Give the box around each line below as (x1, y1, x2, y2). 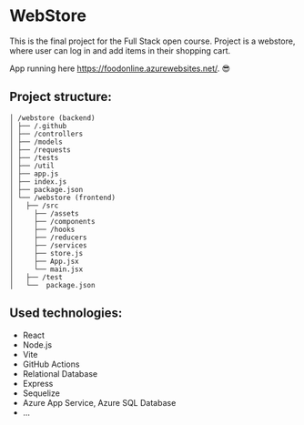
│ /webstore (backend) (9, 113, 96, 123)
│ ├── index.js (9, 177, 67, 187)
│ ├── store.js (9, 248, 84, 258)
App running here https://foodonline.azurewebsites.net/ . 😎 (9, 63, 230, 74)
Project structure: (9, 89, 112, 105)
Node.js (22, 339, 53, 350)
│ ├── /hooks (9, 225, 76, 234)
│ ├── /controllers (9, 129, 84, 138)
